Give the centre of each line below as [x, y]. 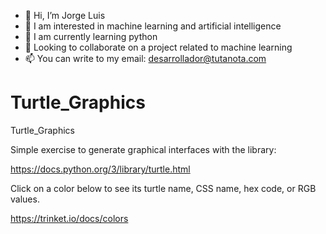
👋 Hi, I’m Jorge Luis [65, 15]
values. [25, 199]
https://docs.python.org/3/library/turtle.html [100, 169]
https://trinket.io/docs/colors [69, 218]
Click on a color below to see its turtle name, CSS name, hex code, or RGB [163, 188]
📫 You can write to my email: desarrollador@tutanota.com [145, 58]
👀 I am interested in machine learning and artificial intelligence [153, 26]
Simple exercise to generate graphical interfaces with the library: [143, 149]
